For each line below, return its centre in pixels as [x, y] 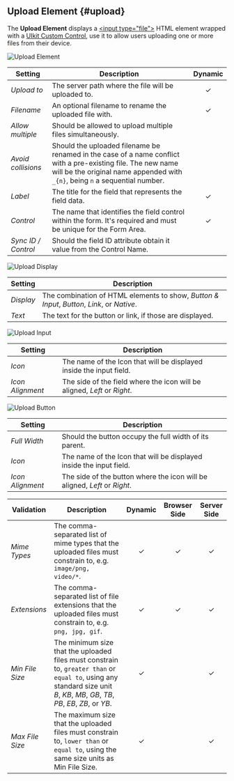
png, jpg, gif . [78, 631]
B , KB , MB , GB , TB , [84, 695]
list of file [104, 596]
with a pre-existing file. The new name [115, 163]
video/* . [68, 576]
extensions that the [85, 605]
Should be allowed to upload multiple [112, 125]
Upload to [27, 90]
